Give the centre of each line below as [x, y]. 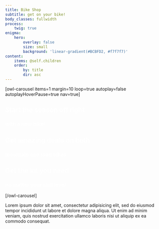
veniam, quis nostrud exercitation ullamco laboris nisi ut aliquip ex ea [76, 216]
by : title [33, 70]
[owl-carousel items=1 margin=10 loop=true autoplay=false [66, 89]
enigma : [13, 33]
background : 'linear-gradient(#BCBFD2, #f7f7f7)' [76, 51]
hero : [20, 38]
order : [21, 65]
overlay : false [39, 42]
